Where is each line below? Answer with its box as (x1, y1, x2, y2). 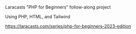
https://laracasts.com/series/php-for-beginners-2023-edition (5, 23, 131, 29)
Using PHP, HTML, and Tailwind (5, 14, 71, 19)
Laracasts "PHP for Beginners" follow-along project (5, 4, 111, 10)
